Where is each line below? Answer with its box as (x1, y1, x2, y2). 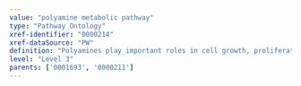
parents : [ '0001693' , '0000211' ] (9, 64, 134, 73)
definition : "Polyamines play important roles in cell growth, (9, 47, 251, 56)
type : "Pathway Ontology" (9, 21, 106, 30)
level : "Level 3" (9, 55, 74, 64)
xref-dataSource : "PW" (9, 38, 94, 47)
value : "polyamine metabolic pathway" (9, 13, 154, 22)
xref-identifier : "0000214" (9, 30, 115, 39)
